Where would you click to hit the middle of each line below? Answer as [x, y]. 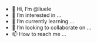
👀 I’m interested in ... [36, 15]
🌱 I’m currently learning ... [43, 21]
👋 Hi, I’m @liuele [31, 9]
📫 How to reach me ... [39, 34]
